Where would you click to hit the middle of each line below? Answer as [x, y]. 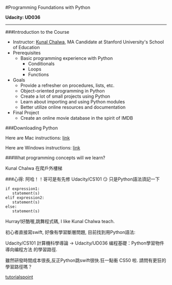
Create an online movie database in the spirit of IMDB [77, 118]
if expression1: [23, 189]
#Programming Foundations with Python [48, 7]
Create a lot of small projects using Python [65, 96]
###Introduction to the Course [37, 32]
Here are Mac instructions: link [38, 138]
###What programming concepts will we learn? [55, 158]
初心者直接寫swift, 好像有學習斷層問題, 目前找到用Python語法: [70, 232]
